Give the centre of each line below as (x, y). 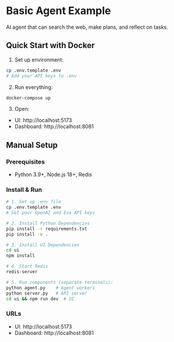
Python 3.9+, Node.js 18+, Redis (53, 175)
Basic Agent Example (59, 11)
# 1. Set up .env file (34, 202)
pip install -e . (27, 234)
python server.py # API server (47, 293)
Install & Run (24, 189)
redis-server (22, 272)
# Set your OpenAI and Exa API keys (51, 213)
